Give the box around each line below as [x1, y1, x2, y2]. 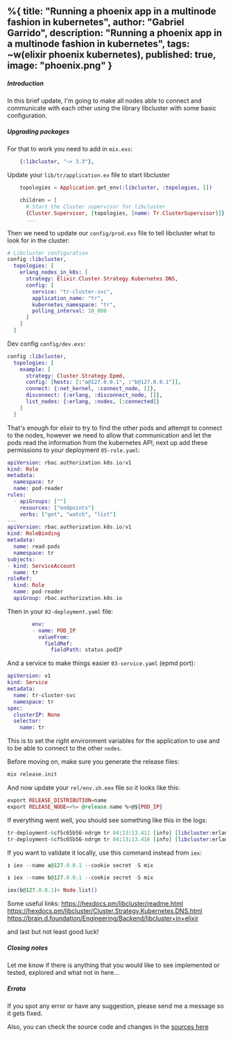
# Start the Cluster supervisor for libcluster [25, 203, 166, 210]
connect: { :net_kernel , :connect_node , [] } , [25, 385, 157, 392]
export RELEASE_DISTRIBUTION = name [7, 797, 107, 804]
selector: [13, 718, 42, 725]
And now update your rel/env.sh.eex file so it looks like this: [7, 784, 180, 792]
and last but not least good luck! [7, 928, 99, 936]
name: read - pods [13, 543, 60, 551]
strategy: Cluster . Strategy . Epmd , [25, 372, 126, 379]
